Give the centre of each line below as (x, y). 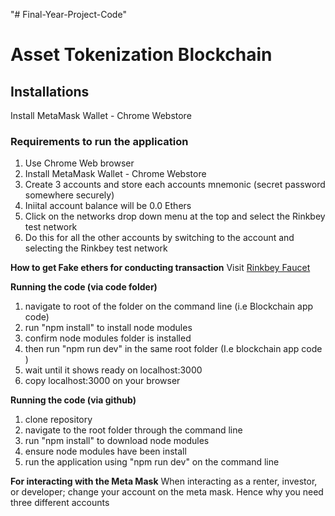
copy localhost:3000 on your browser (102, 381)
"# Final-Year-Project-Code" (68, 14)
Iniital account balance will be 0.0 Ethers (108, 206)
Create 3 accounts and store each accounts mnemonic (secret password (175, 185)
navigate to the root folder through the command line (133, 430)
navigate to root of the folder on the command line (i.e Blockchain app (169, 306)
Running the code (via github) (73, 400)
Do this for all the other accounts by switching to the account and (159, 238)
